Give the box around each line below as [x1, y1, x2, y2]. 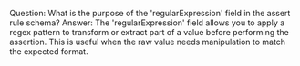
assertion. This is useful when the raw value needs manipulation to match [9, 36, 285, 47]
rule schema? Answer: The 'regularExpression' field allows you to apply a [9, 17, 285, 28]
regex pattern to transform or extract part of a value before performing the [9, 27, 289, 37]
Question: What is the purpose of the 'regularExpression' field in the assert [9, 8, 291, 18]
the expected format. [9, 46, 88, 57]
